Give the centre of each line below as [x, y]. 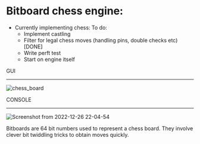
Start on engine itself [49, 59]
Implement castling [47, 33]
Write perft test [42, 53]
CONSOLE [19, 99]
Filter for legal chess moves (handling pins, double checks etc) [101, 40]
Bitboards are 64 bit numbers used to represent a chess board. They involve [100, 128]
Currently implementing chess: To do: [61, 27]
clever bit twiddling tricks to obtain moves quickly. [68, 134]
